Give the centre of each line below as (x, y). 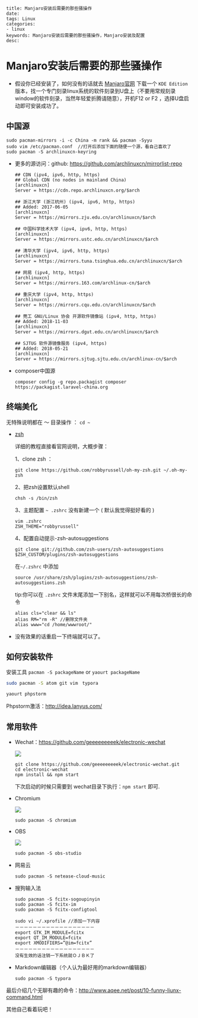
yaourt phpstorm (26, 694)
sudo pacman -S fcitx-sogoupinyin (57, 899)
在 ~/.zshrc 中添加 (37, 566)
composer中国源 (35, 371)
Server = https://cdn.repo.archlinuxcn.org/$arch (77, 190)
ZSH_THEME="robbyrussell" (47, 526)
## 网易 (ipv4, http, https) (50, 272)
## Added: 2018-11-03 (41, 321)
